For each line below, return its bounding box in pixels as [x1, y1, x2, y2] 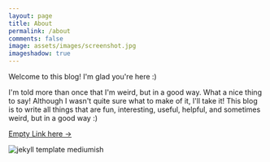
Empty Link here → [8, 129, 72, 139]
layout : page [8, 11, 53, 20]
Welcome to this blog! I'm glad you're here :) [8, 72, 157, 81]
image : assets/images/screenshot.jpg [8, 42, 137, 50]
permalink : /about [8, 27, 71, 35]
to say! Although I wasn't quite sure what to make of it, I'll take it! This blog [8, 96, 258, 105]
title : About [8, 19, 53, 28]
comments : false [8, 34, 63, 43]
